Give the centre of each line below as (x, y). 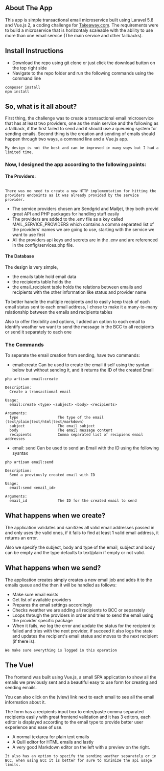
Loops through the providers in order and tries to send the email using (83, 615)
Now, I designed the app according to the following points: (76, 164)
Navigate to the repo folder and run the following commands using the (83, 73)
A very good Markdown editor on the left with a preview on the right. (81, 747)
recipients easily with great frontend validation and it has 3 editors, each (78, 717)
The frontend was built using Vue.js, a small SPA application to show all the (81, 677)
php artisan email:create (31, 379)
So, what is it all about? (41, 106)
